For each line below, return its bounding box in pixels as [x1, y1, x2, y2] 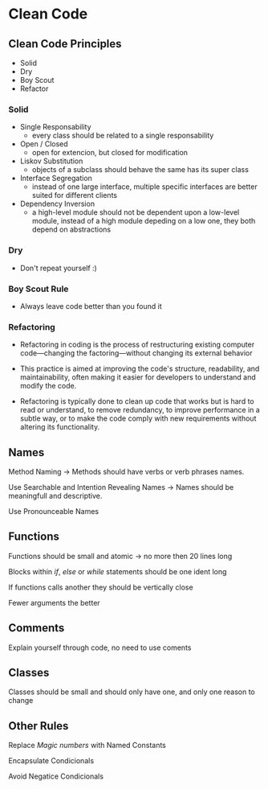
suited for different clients [31, 191, 118, 200]
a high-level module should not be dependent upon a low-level [31, 208, 240, 217]
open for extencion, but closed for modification [31, 148, 189, 158]
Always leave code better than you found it [19, 301, 162, 310]
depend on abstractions [31, 224, 112, 234]
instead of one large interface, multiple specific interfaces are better [31, 182, 258, 191]
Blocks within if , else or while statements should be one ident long [8, 566, 227, 576]
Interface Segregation [19, 174, 92, 183]
